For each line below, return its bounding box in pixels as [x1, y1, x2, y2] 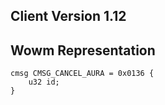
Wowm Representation [10, 42, 156, 59]
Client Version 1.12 [10, 8, 127, 25]
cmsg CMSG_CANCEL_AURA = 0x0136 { [10, 69, 155, 79]
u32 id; [28, 77, 60, 88]
